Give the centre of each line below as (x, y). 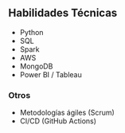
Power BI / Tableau (51, 74)
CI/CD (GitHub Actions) (58, 121)
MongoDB (36, 66)
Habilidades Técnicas (63, 13)
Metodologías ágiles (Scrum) (67, 113)
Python (31, 32)
